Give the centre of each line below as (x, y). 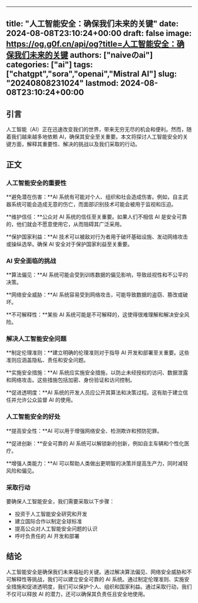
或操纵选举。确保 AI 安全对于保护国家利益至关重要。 (70, 244)
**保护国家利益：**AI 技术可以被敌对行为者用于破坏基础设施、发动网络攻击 (97, 236)
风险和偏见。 (22, 471)
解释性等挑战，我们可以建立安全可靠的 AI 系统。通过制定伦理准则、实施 (98, 579)
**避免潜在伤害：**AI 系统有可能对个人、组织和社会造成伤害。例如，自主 (95, 197)
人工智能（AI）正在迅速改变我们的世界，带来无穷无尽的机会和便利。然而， (96, 129)
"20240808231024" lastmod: (62, 83)
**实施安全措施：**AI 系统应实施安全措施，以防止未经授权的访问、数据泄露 (97, 373)
